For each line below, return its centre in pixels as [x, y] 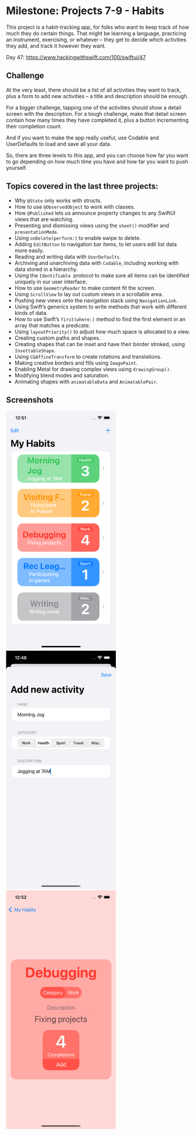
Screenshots [30, 400]
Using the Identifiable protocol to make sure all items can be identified [102, 275]
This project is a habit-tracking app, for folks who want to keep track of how [97, 27]
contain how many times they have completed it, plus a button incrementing [97, 120]
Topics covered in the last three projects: [82, 186]
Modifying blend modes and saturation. [62, 375]
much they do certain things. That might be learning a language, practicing [96, 33]
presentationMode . [36, 232]
